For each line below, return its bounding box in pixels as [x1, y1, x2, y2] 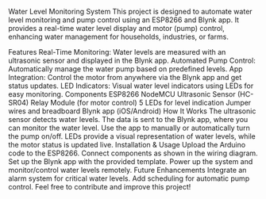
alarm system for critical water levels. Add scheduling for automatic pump [8, 174, 250, 183]
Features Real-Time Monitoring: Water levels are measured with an [8, 48, 226, 56]
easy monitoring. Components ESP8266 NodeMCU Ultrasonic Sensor [8, 90, 236, 98]
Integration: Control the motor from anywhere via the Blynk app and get [8, 73, 242, 82]
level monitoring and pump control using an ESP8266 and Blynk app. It [8, 15, 240, 25]
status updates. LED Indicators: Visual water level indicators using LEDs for [8, 81, 254, 90]
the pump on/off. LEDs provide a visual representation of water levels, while [8, 132, 256, 141]
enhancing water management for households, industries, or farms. [8, 32, 229, 41]
